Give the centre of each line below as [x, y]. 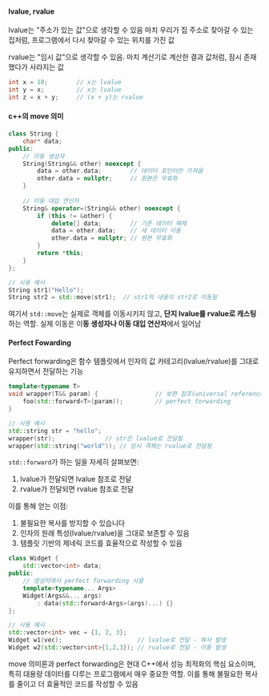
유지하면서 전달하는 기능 [46, 371]
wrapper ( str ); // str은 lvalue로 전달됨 [96, 438]
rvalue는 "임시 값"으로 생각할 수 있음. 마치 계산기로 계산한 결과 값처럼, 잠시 [125, 57]
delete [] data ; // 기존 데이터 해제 [118, 223]
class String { [34, 134]
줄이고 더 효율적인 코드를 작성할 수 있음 [77, 684]
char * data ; [42, 141]
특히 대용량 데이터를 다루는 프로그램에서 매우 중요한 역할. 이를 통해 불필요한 [126, 674]
